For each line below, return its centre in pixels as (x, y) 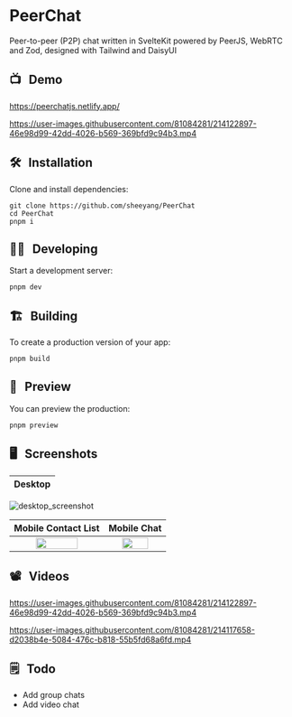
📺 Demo (36, 80)
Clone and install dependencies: (69, 189)
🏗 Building (44, 316)
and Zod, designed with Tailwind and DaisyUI (93, 50)
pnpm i (22, 221)
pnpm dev (26, 287)
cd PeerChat (32, 213)
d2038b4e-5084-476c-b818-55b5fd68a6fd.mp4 (100, 639)
